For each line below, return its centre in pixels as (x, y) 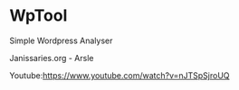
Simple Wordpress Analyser (61, 40)
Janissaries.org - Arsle (52, 58)
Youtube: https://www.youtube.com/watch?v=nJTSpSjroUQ (119, 75)
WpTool (38, 16)
